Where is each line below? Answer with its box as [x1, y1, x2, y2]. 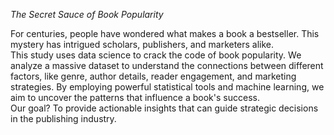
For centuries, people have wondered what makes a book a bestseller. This [10, 28, 320, 39]
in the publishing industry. [10, 113, 117, 124]
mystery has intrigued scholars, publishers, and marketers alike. [10, 39, 275, 50]
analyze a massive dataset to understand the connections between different [10, 60, 324, 71]
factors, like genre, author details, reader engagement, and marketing [10, 70, 297, 82]
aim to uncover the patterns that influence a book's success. [10, 92, 260, 103]
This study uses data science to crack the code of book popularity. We [10, 49, 302, 61]
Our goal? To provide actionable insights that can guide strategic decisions [10, 102, 319, 114]
